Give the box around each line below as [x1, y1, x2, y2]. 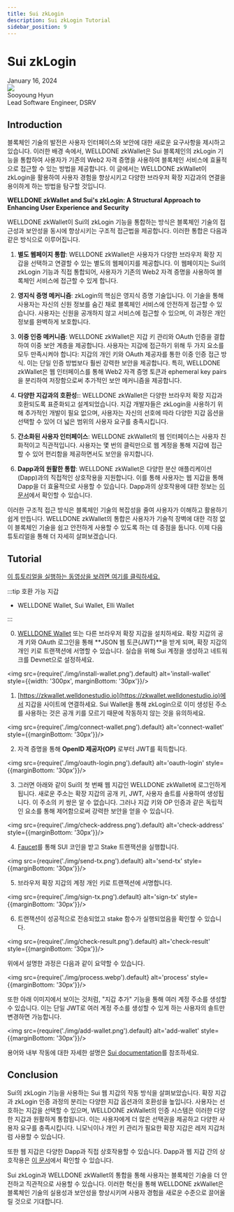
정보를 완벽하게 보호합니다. [17, 318, 91, 326]
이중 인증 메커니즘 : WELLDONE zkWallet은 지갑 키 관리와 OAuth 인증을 [17, 333, 212, 341]
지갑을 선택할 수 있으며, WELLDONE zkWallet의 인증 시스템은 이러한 [25, 1106, 213, 1114]
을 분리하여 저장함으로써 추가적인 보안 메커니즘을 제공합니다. [17, 376, 182, 385]
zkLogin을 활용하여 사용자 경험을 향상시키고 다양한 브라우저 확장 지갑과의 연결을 [7, 173, 226, 182]
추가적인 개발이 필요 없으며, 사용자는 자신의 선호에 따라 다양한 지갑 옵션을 [24, 409, 225, 417]
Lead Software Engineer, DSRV [7, 99, 96, 107]
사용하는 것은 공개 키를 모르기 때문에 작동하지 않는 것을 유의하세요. [24, 709, 206, 717]
